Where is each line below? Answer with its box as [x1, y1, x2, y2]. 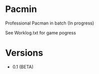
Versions [5, 47, 43, 58]
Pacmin [5, 3, 37, 15]
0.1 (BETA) [12, 63, 34, 69]
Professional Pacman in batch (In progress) [5, 20, 94, 26]
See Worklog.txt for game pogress [5, 29, 76, 35]
